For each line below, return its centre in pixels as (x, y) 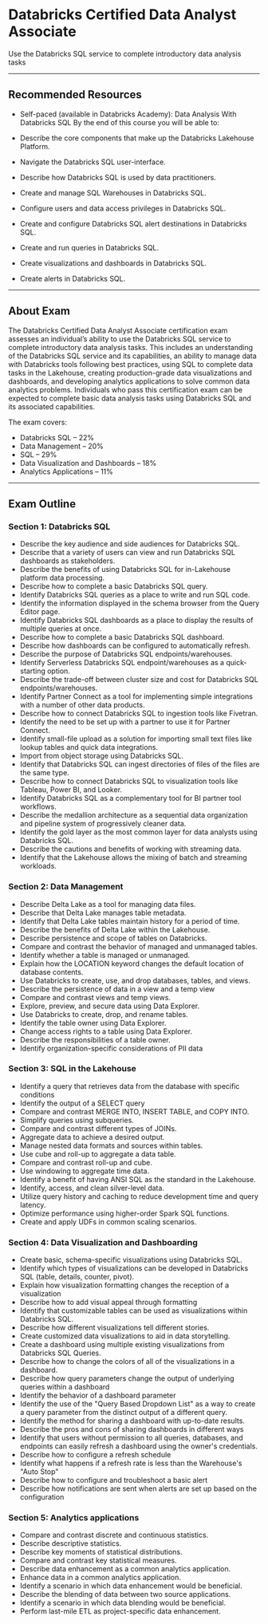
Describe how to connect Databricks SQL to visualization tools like (129, 781)
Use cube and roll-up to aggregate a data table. (98, 1153)
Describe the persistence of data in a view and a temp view (117, 989)
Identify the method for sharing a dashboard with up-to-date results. (132, 1421)
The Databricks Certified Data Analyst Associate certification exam (118, 330)
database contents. (51, 972)
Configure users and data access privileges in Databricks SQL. (123, 208)
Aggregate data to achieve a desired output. (92, 1137)
